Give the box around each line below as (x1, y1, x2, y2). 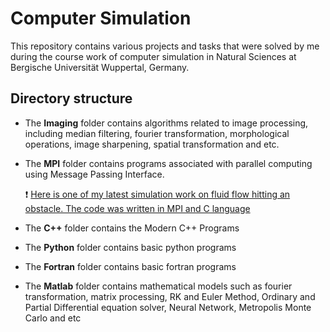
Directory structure (10, 90, 133, 107)
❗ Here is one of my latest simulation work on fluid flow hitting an (24, 188, 291, 200)
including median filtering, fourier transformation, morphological (24, 127, 290, 139)
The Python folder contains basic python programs (24, 241, 237, 253)
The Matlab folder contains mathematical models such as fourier (24, 280, 293, 292)
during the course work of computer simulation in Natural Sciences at (10, 50, 297, 62)
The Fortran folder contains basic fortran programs (24, 260, 237, 272)
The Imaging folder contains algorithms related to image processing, (24, 117, 309, 129)
